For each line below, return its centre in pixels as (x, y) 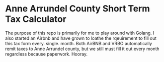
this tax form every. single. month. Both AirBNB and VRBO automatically (79, 43)
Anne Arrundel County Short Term (78, 9)
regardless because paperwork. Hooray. (46, 54)
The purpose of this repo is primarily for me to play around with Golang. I (80, 33)
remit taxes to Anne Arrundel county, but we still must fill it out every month (82, 49)
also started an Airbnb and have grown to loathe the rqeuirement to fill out (81, 38)
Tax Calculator (36, 19)
